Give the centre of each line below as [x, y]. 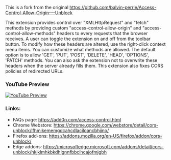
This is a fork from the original [37, 7]
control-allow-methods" [31, 33]
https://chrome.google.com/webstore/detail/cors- [106, 125]
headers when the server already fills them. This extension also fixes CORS [84, 66]
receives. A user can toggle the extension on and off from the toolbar [78, 39]
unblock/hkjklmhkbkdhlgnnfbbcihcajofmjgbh [60, 152]
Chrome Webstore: [32, 125]
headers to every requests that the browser [102, 33]
